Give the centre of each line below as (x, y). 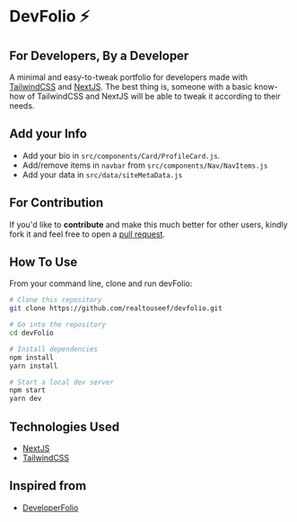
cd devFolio (31, 333)
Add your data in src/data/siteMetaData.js (102, 174)
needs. (22, 106)
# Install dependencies (54, 349)
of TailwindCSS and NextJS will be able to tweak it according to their (153, 96)
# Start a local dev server (62, 382)
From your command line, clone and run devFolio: (101, 283)
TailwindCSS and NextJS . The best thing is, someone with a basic (131, 87)
